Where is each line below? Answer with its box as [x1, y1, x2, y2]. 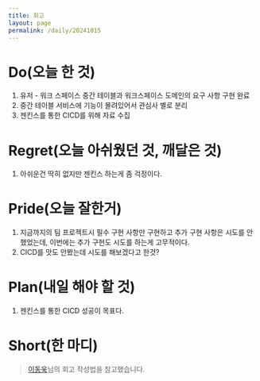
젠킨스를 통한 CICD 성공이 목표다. [19, 306, 125, 316]
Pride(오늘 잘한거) [8, 200, 122, 218]
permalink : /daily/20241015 [8, 26, 102, 34]
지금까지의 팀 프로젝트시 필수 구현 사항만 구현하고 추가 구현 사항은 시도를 [19, 228, 245, 237]
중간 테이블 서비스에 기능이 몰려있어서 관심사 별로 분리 [19, 101, 188, 110]
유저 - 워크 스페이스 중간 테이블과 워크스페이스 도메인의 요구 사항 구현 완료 [19, 90, 250, 100]
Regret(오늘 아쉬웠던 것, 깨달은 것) [8, 141, 223, 160]
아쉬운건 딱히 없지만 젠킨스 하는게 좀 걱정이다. [19, 169, 163, 179]
